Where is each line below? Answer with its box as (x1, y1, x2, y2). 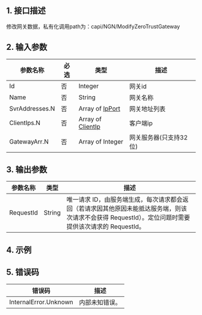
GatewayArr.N (9, 137, 49, 145)
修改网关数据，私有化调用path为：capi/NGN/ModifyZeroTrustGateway (6, 23, 180, 30)
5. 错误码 (6, 267, 39, 278)
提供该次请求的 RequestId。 (66, 222, 145, 231)
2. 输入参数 (6, 42, 47, 52)
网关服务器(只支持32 (129, 133, 188, 141)
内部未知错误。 (79, 298, 121, 307)
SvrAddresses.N (9, 104, 55, 112)
